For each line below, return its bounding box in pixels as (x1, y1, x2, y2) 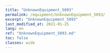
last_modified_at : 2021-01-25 (5, 21, 69, 27)
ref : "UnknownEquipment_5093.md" (5, 31, 76, 36)
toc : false (5, 36, 28, 41)
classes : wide (5, 40, 35, 45)
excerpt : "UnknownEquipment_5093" (5, 17, 79, 22)
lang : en (5, 26, 24, 31)
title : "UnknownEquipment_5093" (5, 7, 74, 13)
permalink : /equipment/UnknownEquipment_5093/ (5, 12, 105, 17)
